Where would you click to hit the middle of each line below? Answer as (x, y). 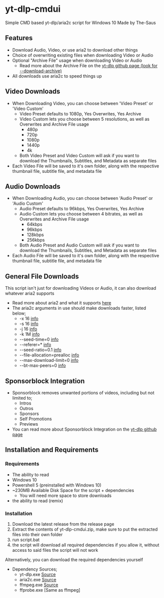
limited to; (22, 398)
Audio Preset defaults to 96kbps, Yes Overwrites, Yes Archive (82, 209)
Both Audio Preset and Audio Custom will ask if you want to (79, 245)
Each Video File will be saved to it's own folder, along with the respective (85, 166)
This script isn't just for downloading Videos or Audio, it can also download (81, 288)
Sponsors (29, 414)
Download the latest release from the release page (63, 524)
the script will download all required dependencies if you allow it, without (86, 545)
